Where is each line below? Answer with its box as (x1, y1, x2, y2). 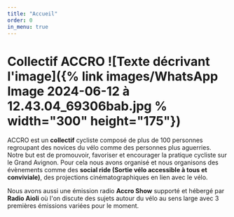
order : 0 (7, 17, 33, 24)
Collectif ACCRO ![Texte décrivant (7, 53, 210, 69)
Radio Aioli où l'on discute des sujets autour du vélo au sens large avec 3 (7, 194, 219, 203)
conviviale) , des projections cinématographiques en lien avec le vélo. (7, 173, 208, 182)
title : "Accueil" (7, 10, 58, 17)
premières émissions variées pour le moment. (7, 202, 139, 210)
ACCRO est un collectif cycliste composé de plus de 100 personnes (7, 136, 203, 144)
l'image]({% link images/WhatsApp (7, 68, 219, 84)
